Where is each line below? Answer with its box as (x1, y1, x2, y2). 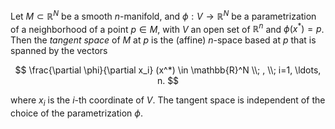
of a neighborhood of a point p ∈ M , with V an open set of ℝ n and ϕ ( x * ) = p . (10, 21, 325, 35)
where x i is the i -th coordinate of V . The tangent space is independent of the (10, 94, 326, 109)
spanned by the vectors (10, 45, 108, 57)
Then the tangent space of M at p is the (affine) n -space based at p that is (10, 34, 317, 46)
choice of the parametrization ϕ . (10, 107, 143, 119)
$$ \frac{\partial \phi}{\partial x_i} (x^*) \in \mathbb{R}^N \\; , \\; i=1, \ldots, (14, 64, 322, 76)
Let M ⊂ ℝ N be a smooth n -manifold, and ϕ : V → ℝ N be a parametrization (10, 9, 317, 22)
